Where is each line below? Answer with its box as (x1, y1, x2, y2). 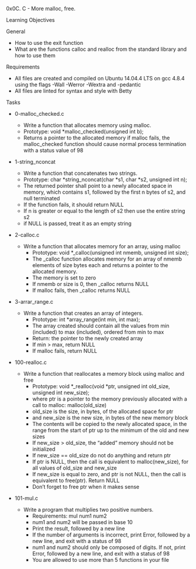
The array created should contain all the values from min (32, 322, 170, 329)
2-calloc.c (14, 232, 39, 238)
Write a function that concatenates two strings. (23, 170, 138, 177)
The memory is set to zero (32, 274, 96, 281)
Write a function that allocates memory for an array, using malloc (23, 243, 181, 250)
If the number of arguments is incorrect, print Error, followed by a (32, 531, 190, 538)
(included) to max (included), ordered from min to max (32, 329, 164, 336)
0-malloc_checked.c (14, 110, 65, 117)
